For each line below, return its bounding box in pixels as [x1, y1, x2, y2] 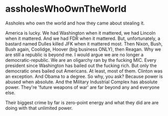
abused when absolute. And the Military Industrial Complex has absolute [5, 79, 158, 85]
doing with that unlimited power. [5, 105, 73, 111]
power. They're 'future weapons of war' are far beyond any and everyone [5, 84, 160, 90]
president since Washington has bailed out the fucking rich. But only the [5, 62, 157, 68]
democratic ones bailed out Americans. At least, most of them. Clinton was [5, 67, 163, 74]
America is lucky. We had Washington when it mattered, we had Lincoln [5, 30, 156, 36]
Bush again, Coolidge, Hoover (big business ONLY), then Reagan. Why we [5, 46, 161, 52]
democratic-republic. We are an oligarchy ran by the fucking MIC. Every [5, 57, 157, 63]
